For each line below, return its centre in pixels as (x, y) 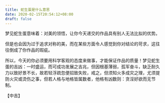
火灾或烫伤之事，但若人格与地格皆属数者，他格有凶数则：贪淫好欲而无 (80, 79)
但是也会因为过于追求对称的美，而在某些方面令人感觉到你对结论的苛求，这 (80, 44)
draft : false (18, 19)
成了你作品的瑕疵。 (33, 50)
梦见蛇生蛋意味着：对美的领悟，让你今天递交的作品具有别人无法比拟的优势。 (82, 34)
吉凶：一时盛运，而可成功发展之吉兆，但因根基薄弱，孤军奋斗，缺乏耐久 (87, 67)
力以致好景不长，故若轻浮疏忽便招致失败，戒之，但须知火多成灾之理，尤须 (80, 73)
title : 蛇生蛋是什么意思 (27, 10)
